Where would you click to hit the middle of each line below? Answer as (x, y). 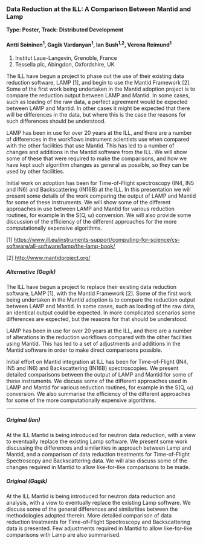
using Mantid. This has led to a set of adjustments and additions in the (94, 344)
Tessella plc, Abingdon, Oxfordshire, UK (65, 65)
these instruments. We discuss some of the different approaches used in (97, 381)
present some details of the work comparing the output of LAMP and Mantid (101, 196)
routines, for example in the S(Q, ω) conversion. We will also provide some (99, 215)
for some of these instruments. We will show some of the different (89, 202)
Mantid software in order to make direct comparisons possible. (84, 350)
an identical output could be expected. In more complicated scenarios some (101, 312)
